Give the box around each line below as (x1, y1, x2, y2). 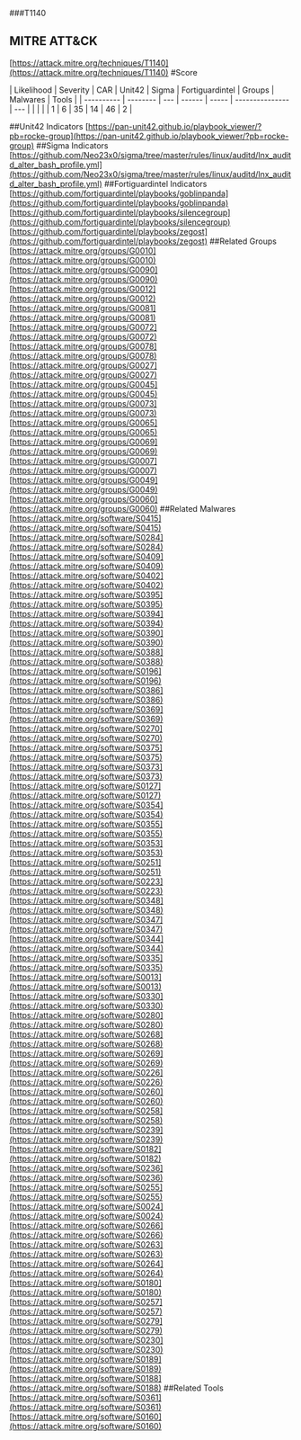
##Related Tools (163, 1382, 225, 1393)
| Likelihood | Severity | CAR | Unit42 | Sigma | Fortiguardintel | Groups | (9, 85, 275, 95)
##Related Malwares (159, 503, 236, 514)
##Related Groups (209, 236, 277, 246)
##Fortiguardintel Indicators (103, 178, 208, 189)
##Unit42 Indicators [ (9, 121, 89, 131)
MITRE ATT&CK (9, 33, 98, 49)
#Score (170, 67, 198, 77)
